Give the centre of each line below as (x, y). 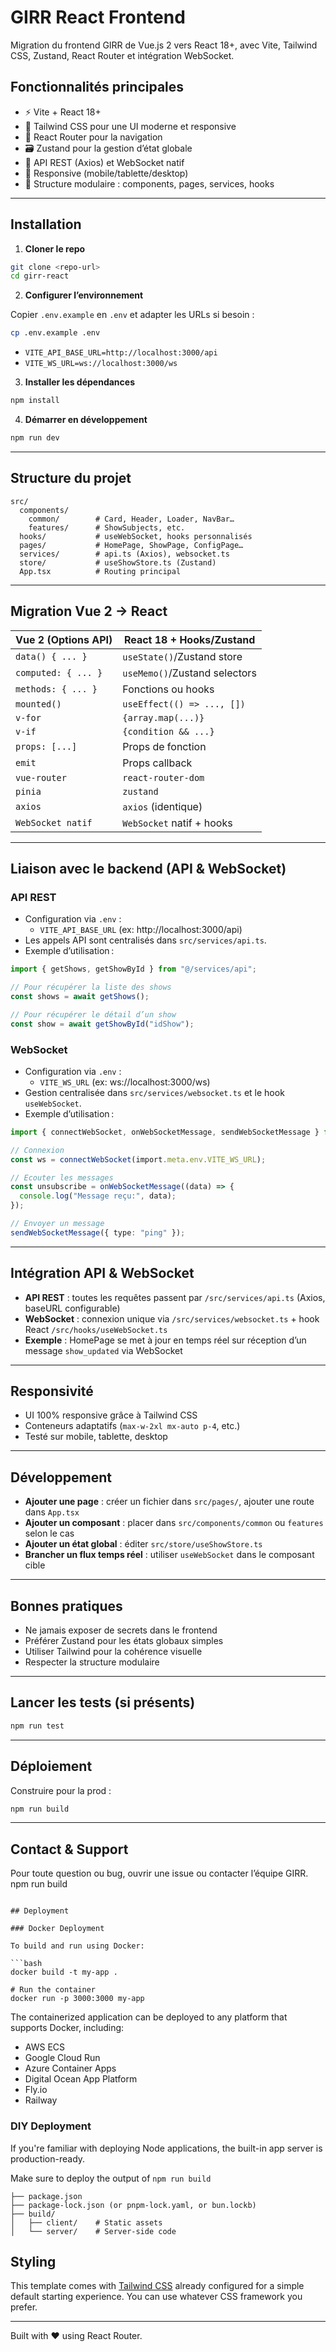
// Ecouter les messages (62, 1177)
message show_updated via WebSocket (103, 1350)
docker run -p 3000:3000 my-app (77, 1999)
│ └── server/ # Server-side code (93, 2231)
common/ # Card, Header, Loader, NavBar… (131, 519)
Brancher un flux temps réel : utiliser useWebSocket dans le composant (169, 1555)
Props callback (157, 763)
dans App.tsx (52, 1512)
